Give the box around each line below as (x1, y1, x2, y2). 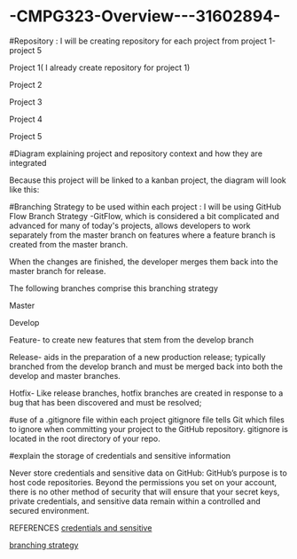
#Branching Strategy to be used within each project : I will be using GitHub (9, 201, 282, 212)
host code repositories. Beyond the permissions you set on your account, (9, 476, 277, 487)
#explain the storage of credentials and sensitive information (9, 450, 231, 461)
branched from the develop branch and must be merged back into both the (9, 361, 284, 372)
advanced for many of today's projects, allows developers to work (9, 220, 251, 231)
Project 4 (9, 114, 43, 124)
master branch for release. (9, 265, 106, 276)
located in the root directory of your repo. (9, 433, 161, 444)
